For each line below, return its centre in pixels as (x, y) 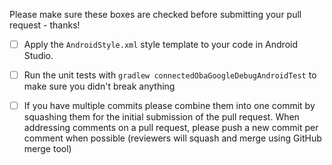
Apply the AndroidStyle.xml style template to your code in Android (161, 44)
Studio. (38, 56)
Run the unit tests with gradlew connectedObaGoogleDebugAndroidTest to (170, 75)
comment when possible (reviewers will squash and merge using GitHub (172, 138)
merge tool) (47, 149)
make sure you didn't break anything (99, 86)
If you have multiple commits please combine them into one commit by (169, 106)
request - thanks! (45, 25)
